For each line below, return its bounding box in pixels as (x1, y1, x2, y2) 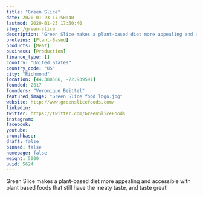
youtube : (6, 127, 28, 133)
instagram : (6, 116, 34, 122)
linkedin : (6, 104, 31, 111)
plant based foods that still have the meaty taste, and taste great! (6, 184, 168, 192)
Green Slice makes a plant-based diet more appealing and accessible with (6, 178, 191, 185)
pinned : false (6, 144, 42, 150)
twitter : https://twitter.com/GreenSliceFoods (6, 110, 126, 116)
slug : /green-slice (6, 25, 56, 32)
